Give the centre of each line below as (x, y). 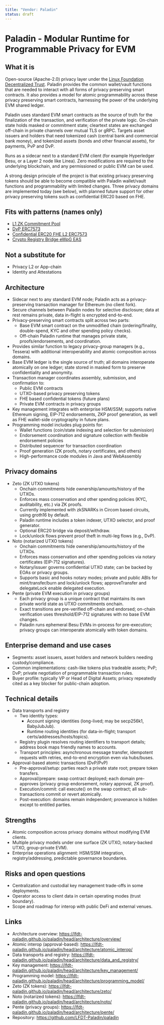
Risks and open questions (45, 874)
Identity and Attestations (37, 272)
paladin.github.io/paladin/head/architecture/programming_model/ (78, 981)
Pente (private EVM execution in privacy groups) (61, 593)
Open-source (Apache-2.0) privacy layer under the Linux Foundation (74, 79)
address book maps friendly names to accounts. (68, 747)
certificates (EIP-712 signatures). (52, 562)
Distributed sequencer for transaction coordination (70, 445)
